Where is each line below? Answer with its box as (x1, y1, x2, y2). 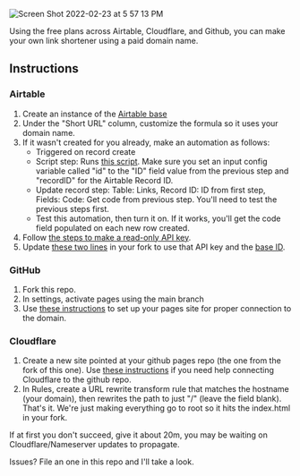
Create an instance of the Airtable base (21, 108, 167, 119)
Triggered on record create (35, 146, 136, 157)
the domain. (21, 312, 67, 323)
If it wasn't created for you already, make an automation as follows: (21, 137, 270, 148)
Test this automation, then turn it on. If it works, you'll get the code (35, 213, 281, 224)
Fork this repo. (21, 284, 76, 294)
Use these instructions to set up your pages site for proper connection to (21, 302, 292, 313)
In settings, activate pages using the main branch (21, 293, 204, 304)
